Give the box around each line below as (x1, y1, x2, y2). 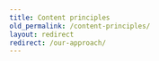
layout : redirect (9, 30, 75, 39)
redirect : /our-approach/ (9, 38, 106, 48)
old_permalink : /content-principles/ (9, 22, 151, 30)
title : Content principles (9, 13, 110, 22)
